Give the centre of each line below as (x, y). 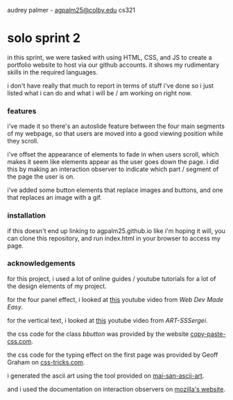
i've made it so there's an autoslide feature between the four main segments (116, 126)
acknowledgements (41, 264)
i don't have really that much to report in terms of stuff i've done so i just (110, 86)
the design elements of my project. (57, 286)
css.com (19, 341)
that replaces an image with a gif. (54, 198)
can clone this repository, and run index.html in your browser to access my (114, 238)
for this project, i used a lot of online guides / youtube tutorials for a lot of (112, 278)
